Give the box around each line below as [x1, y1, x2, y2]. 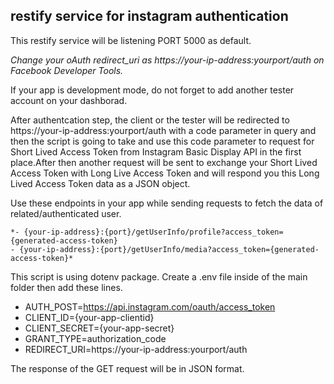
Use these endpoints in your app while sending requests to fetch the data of [10, 197, 324, 209]
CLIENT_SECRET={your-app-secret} [24, 322, 175, 334]
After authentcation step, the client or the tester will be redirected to [10, 114, 290, 126]
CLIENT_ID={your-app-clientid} [24, 311, 155, 323]
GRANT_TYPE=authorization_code [24, 332, 167, 344]
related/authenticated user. [10, 207, 122, 219]
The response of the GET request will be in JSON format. [10, 362, 245, 374]
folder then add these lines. [10, 281, 123, 293]
